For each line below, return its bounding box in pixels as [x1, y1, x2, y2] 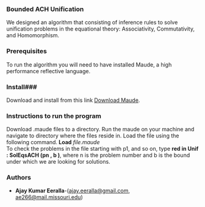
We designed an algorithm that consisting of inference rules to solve [6, 19, 178, 26]
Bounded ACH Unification [6, 5, 84, 13]
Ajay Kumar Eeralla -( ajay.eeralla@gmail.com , [15, 187, 130, 194]
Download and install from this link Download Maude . [6, 96, 140, 104]
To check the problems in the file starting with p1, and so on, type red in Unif [6, 145, 199, 153]
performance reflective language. [6, 67, 91, 74]
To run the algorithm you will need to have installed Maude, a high [6, 60, 172, 68]
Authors [6, 173, 32, 182]
